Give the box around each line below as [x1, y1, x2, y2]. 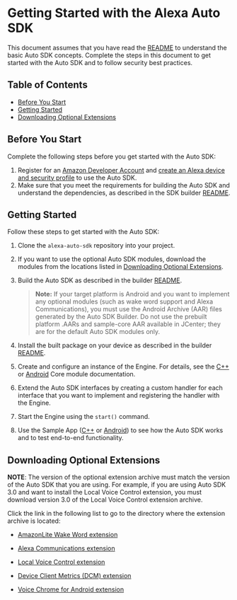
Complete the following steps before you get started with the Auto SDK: [7, 152, 216, 161]
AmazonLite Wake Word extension [17, 531, 118, 539]
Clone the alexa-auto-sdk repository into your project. [17, 241, 175, 250]
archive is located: [7, 517, 61, 525]
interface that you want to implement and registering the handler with [17, 391, 220, 400]
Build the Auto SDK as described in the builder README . [17, 276, 183, 284]
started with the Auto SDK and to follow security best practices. [7, 58, 193, 67]
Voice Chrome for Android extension [17, 585, 125, 594]
